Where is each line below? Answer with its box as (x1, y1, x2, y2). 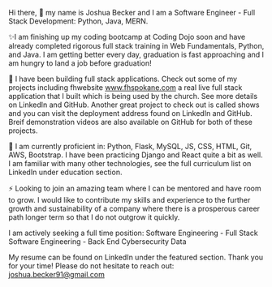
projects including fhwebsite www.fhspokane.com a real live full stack (8, 83, 243, 92)
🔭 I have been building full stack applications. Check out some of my (8, 74, 238, 84)
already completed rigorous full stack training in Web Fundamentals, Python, (8, 41, 265, 50)
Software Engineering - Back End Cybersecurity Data (8, 237, 187, 246)
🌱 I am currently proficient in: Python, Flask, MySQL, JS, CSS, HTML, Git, (8, 142, 253, 151)
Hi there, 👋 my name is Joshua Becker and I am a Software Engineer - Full (8, 8, 256, 17)
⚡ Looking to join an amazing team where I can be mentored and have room (8, 183, 261, 193)
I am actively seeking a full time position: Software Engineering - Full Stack (8, 228, 258, 238)
